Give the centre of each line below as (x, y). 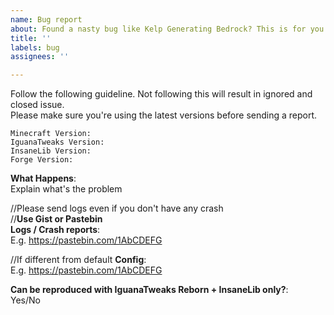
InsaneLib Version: (51, 151)
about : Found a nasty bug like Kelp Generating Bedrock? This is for (158, 29)
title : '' (31, 38)
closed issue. (37, 105)
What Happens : (43, 178)
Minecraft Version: (51, 134)
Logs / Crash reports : (55, 230)
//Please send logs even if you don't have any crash (117, 208)
